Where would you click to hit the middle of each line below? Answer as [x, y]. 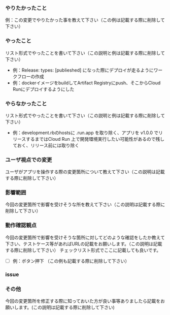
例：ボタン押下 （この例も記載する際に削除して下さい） [71, 261]
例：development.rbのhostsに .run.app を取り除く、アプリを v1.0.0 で [86, 133]
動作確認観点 [21, 226]
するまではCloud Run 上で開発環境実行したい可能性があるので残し [95, 139]
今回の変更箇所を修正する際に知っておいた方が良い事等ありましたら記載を [83, 301]
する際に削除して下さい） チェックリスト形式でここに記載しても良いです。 [83, 250]
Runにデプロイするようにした [43, 89]
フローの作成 [30, 76]
